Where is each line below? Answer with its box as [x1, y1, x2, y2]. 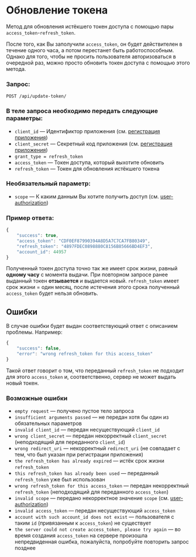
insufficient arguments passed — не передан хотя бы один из [14, 413, 169, 420]
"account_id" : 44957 [16, 249, 67, 255]
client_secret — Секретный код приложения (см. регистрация [14, 140, 173, 147]
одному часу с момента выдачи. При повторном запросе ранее [6, 271, 169, 278]
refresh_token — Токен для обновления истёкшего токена [14, 165, 160, 172]
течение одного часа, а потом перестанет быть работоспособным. [6, 46, 174, 53]
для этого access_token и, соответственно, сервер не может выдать [6, 373, 177, 380]
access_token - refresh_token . [6, 29, 76, 36]
